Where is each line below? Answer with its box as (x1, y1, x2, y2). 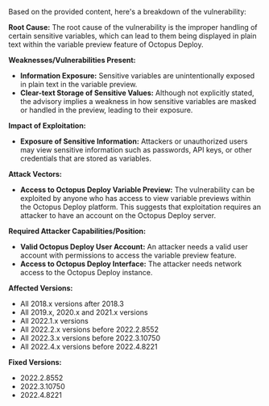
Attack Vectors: (8, 170, 63, 178)
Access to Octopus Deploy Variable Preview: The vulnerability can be (19, 185, 255, 195)
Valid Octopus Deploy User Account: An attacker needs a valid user (19, 242, 248, 251)
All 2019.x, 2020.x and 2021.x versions (19, 308, 148, 317)
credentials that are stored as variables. (19, 153, 151, 163)
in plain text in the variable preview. (19, 80, 138, 89)
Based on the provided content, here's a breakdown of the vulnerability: (8, 7, 247, 16)
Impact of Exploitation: (8, 121, 86, 130)
